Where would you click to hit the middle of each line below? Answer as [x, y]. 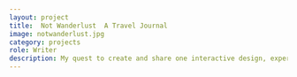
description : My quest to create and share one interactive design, [138, 58]
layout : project [39, 17]
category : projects [45, 42]
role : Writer [33, 50]
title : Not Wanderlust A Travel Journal [88, 26]
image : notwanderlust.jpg [57, 34]
